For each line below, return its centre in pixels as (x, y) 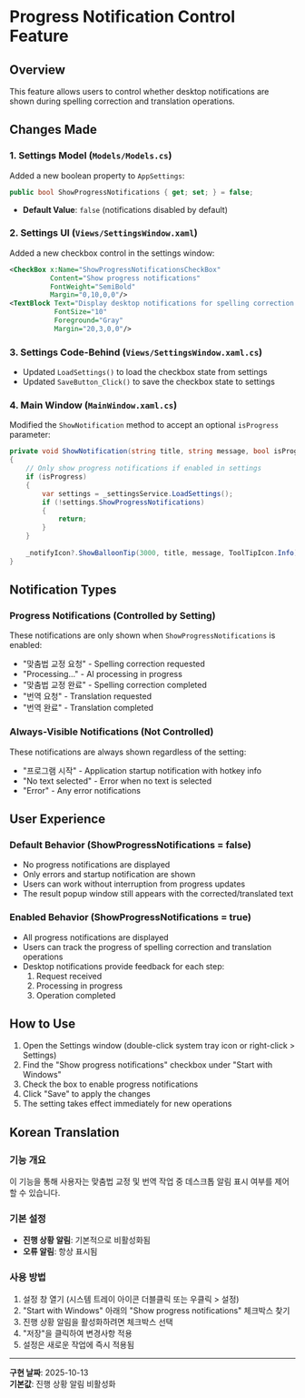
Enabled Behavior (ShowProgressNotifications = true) (130, 917)
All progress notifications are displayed (96, 937)
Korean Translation (64, 1132)
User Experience (58, 820)
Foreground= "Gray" (89, 320)
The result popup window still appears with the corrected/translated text (158, 894)
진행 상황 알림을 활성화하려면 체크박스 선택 (98, 1322)
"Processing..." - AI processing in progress (103, 674)
